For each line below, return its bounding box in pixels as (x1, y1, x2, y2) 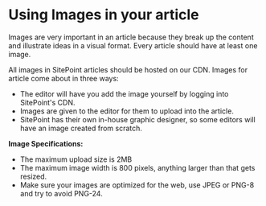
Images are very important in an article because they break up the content (8, 32, 255, 42)
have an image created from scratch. (19, 123, 143, 133)
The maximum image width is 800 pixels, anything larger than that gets (19, 163, 256, 172)
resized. (19, 171, 47, 181)
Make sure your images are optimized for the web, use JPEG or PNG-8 (19, 179, 255, 190)
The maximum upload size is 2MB (19, 154, 133, 164)
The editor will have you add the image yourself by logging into (19, 89, 229, 98)
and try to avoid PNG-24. (19, 188, 103, 198)
